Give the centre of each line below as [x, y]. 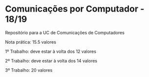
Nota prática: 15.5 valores [31, 42]
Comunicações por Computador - [75, 9]
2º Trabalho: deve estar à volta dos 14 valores [51, 61]
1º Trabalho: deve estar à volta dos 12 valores [51, 51]
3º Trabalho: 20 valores [29, 70]
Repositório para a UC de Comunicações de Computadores [65, 32]
